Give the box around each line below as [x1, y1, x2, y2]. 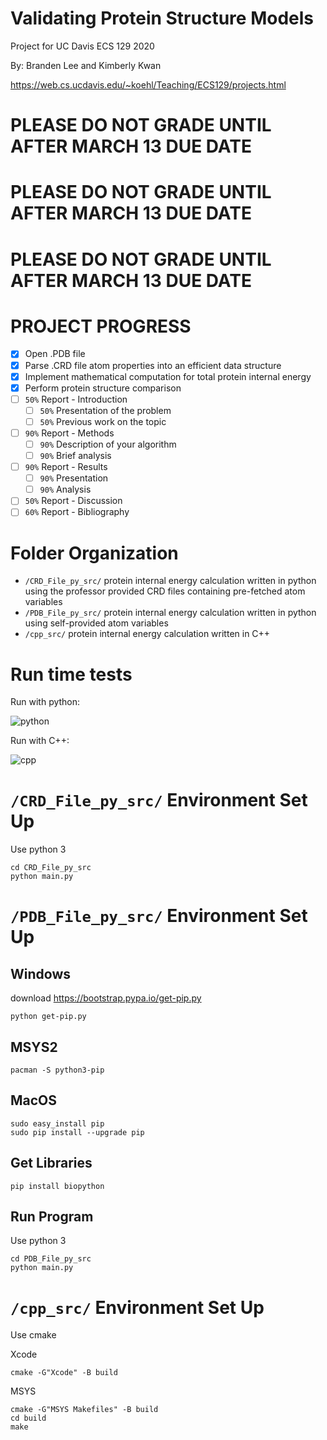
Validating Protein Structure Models [10, 7, 314, 30]
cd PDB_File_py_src [10, 1254, 92, 1264]
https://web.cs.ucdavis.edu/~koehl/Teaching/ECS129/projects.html [10, 78, 287, 91]
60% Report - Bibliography [24, 506, 130, 518]
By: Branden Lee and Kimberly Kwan [10, 59, 162, 71]
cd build [10, 1413, 47, 1424]
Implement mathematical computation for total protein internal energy [24, 370, 312, 382]
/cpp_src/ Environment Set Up [10, 1296, 265, 1319]
